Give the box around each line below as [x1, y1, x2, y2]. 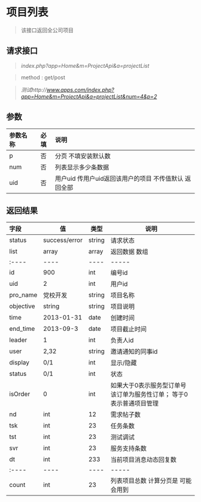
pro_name [9, 291, 38, 299]
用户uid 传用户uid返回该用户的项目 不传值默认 [54, 174, 184, 183]
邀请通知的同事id [110, 348, 158, 356]
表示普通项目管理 [110, 399, 159, 408]
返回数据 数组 [110, 247, 148, 256]
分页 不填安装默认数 [54, 151, 111, 160]
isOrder [9, 390, 31, 398]
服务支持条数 [110, 444, 147, 453]
